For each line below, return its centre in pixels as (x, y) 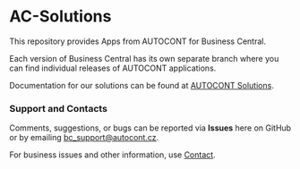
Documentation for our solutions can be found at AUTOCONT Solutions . (142, 85)
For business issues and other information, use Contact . (113, 155)
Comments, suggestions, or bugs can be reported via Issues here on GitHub (150, 128)
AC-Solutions (60, 17)
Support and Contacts (58, 108)
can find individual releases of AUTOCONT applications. (113, 68)
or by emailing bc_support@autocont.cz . (84, 138)
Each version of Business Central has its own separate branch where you (144, 58)
